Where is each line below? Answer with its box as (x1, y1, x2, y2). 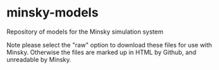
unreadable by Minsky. (6, 55, 72, 63)
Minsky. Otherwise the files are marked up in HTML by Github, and (6, 48, 197, 56)
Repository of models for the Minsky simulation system (6, 27, 164, 36)
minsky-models (6, 5, 98, 21)
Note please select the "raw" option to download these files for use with (6, 40, 213, 49)
